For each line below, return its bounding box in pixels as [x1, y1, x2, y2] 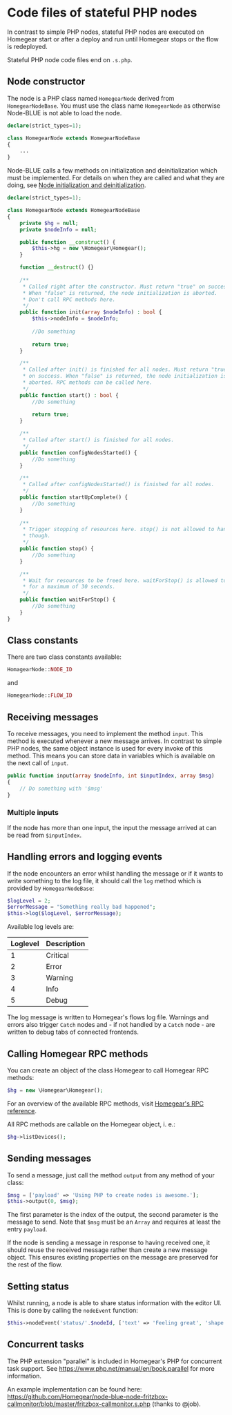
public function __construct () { [19, 238, 116, 246]
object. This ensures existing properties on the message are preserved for [7, 1253, 219, 1262]
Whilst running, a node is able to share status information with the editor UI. [7, 1299, 222, 1307]
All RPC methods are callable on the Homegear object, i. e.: [7, 1120, 176, 1128]
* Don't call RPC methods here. [22, 296, 116, 303]
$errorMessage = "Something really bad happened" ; [7, 903, 156, 911]
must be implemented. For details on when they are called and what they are [7, 174, 225, 182]
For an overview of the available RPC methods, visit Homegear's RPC [7, 1099, 204, 1108]
